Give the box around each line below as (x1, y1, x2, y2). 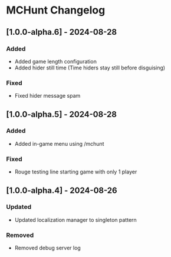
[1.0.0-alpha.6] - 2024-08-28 (6, 27, 117, 37)
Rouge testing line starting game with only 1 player (14, 168, 137, 175)
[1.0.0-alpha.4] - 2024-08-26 (6, 185, 117, 195)
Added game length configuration (14, 58, 97, 65)
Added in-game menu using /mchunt (14, 140, 104, 147)
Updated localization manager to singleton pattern (14, 216, 137, 223)
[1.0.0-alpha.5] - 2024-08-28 (6, 109, 117, 119)
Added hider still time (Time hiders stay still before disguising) (14, 64, 166, 71)
